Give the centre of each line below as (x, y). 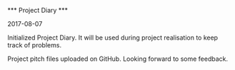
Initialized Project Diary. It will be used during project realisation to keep (113, 37)
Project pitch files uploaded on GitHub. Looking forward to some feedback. (118, 59)
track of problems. (35, 45)
